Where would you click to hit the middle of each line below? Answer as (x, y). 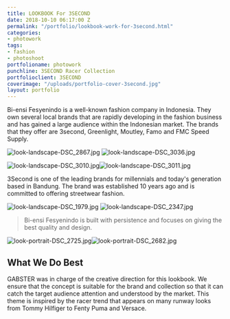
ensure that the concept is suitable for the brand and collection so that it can (115, 286)
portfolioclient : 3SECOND (44, 77)
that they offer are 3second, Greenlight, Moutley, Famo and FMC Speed (108, 132)
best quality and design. (58, 228)
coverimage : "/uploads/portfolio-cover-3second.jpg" (84, 84)
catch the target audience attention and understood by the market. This (108, 294)
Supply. (18, 139)
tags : (15, 45)
